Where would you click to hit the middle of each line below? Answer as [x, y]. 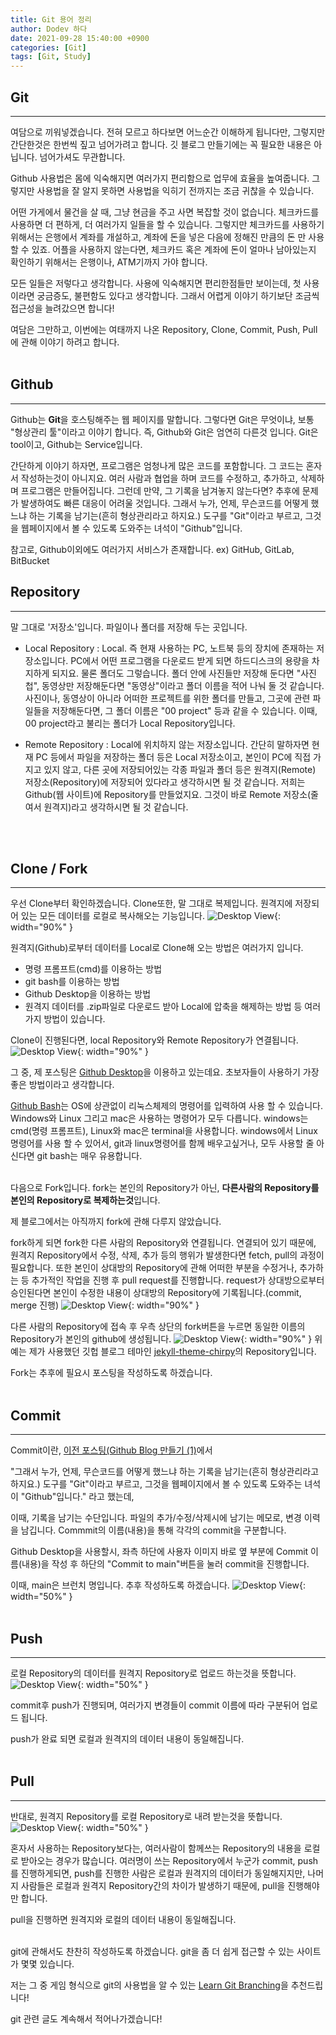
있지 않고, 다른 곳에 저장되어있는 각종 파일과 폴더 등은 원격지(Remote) [180, 769]
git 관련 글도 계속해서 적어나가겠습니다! [86, 2018]
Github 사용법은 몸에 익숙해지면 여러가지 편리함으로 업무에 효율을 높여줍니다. [160, 178]
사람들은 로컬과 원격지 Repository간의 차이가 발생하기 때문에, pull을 [153, 1885]
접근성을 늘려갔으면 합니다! [62, 308]
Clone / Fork [49, 868]
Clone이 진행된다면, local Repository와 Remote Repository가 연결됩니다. [154, 1040]
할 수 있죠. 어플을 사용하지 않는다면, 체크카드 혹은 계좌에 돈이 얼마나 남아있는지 [163, 249]
